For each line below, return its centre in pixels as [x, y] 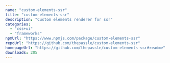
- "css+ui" [21, 29]
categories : [18, 24]
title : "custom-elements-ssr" [38, 15]
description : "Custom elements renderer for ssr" [59, 19]
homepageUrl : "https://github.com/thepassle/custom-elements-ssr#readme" [86, 48]
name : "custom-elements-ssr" [36, 10]
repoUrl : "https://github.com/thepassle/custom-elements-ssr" [73, 43]
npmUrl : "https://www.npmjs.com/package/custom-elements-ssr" [73, 39]
